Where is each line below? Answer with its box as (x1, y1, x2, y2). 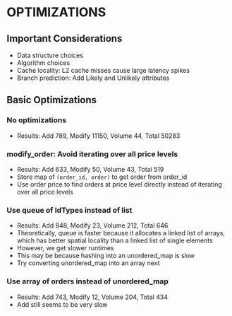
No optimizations (6, 115, 67, 125)
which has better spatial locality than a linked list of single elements (16, 236, 213, 245)
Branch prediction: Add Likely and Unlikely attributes (16, 74, 170, 82)
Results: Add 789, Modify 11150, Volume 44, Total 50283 (16, 131, 181, 140)
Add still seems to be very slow (16, 300, 108, 308)
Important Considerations (6, 33, 123, 45)
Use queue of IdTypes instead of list (6, 205, 133, 215)
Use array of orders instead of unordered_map (6, 276, 169, 286)
